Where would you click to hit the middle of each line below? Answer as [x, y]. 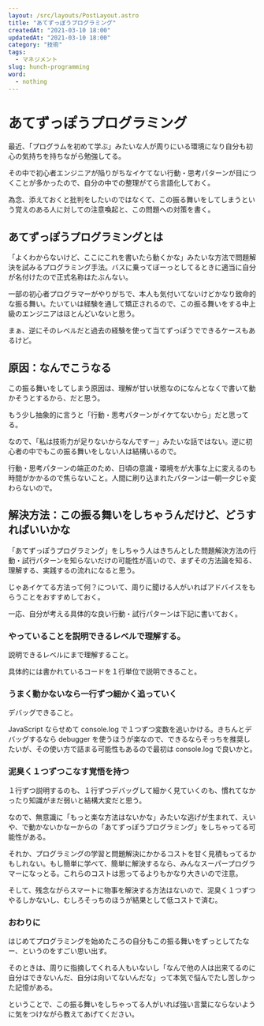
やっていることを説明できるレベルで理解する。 [97, 636]
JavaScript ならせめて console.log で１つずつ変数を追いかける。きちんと [127, 729]
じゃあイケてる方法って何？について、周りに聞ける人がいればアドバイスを [128, 587]
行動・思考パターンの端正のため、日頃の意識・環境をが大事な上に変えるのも [132, 468]
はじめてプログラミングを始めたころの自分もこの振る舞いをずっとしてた [125, 941]
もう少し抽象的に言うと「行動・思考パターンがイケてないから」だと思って [129, 415]
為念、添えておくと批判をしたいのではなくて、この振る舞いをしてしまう [125, 200]
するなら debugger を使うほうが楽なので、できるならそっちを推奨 [136, 739]
